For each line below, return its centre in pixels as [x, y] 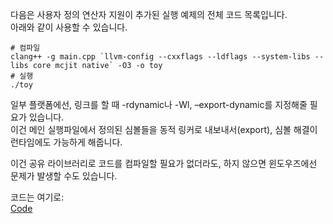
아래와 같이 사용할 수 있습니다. [69, 27]
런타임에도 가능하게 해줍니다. [66, 142]
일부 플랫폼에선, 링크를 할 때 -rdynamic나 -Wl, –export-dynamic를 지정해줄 [159, 104]
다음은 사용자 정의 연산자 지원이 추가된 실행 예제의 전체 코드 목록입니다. [149, 14]
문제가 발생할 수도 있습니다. [64, 176]
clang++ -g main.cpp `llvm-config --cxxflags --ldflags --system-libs [160, 57]
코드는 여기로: [37, 197]
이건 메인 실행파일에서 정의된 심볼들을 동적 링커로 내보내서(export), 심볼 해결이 [164, 129]
